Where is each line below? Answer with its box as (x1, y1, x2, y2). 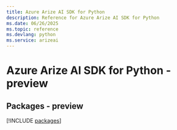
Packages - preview (6, 101, 84, 111)
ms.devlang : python (6, 32, 56, 38)
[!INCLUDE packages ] (6, 117, 62, 124)
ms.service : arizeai (6, 37, 59, 43)
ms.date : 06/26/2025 (6, 20, 59, 26)
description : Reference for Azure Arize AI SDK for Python (6, 15, 160, 21)
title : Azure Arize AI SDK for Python (6, 9, 105, 15)
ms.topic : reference (6, 26, 59, 32)
